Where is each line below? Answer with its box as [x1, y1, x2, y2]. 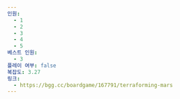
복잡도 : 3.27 [7, 68, 40, 75]
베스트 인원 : [7, 49, 38, 56]
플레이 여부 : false [7, 62, 57, 69]
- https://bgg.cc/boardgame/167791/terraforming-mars [13, 82, 173, 89]
